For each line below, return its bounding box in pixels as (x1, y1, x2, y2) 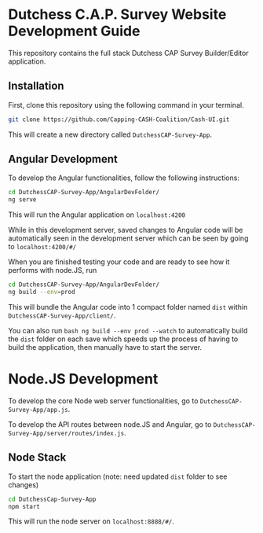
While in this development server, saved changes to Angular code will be (8, 226, 243, 235)
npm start (8, 502, 41, 510)
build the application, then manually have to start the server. (8, 342, 203, 351)
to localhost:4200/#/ (8, 242, 77, 252)
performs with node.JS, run (8, 266, 97, 275)
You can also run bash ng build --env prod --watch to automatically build (8, 325, 248, 335)
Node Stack (8, 450, 67, 465)
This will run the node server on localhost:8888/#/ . (8, 516, 175, 526)
